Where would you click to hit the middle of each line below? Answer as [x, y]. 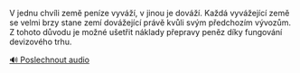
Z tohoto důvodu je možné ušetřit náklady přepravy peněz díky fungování [146, 32]
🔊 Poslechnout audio [50, 59]
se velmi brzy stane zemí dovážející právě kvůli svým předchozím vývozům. [150, 23]
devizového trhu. [41, 41]
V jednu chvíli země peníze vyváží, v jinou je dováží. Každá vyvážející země [150, 13]
